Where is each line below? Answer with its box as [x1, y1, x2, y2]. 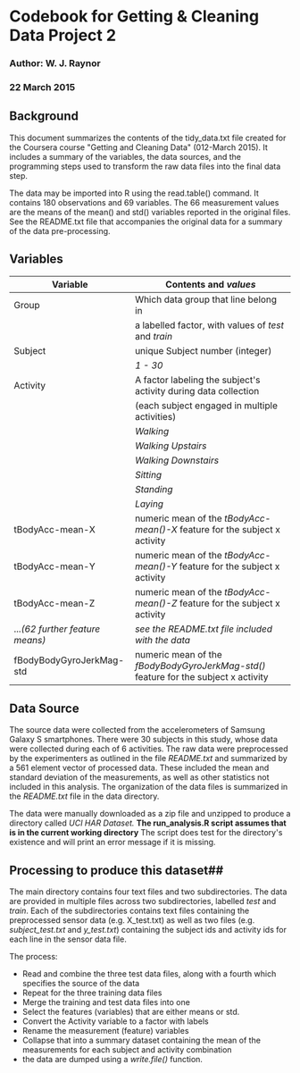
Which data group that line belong [135, 293, 278, 306]
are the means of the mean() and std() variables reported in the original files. [9, 206, 291, 217]
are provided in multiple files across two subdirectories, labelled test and [9, 896, 277, 907]
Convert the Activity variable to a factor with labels [21, 1016, 209, 1027]
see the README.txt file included [135, 623, 273, 635]
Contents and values [164, 278, 256, 290]
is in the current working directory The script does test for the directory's [9, 827, 283, 838]
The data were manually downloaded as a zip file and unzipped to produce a [9, 809, 291, 819]
